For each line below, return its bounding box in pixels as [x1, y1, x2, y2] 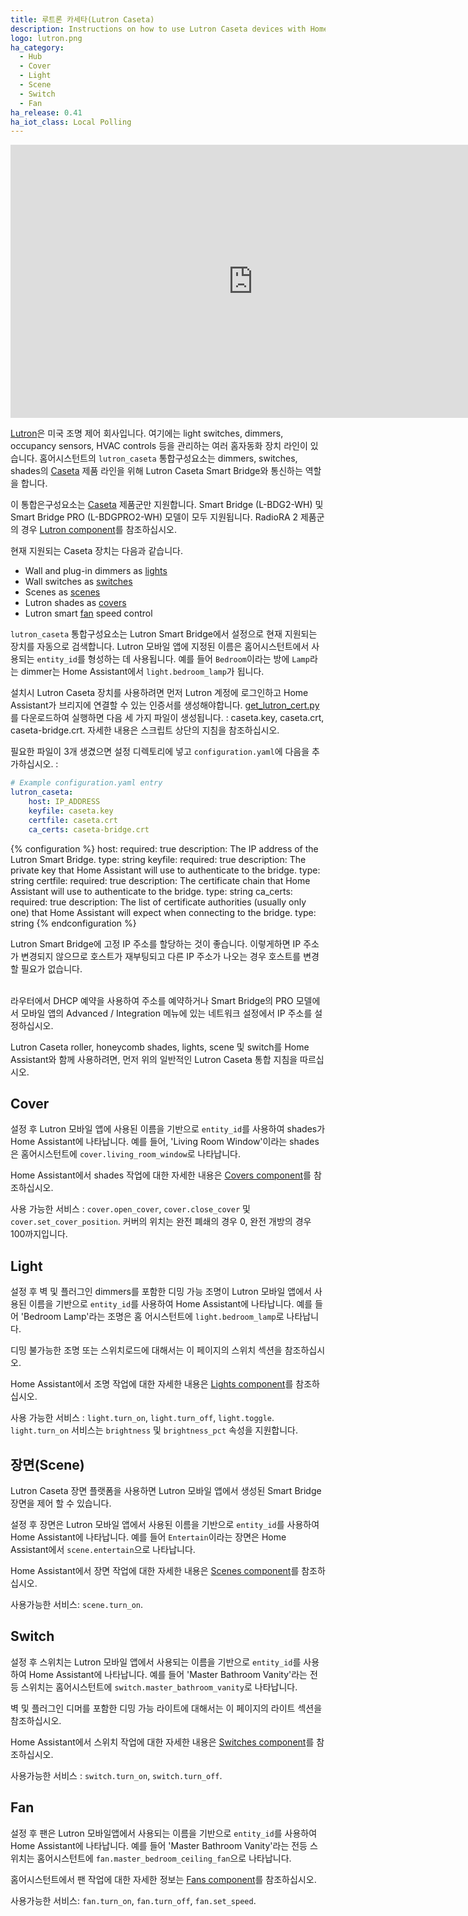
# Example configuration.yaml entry [10, 778, 163, 788]
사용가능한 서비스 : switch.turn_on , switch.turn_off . [10, 1769, 223, 1781]
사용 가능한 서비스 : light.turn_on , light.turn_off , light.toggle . [10, 1412, 275, 1424]
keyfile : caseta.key [28, 806, 114, 816]
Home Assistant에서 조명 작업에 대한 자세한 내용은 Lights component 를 [10, 1378, 294, 1390]
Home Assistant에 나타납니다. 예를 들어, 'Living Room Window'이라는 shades [10, 1136, 320, 1148]
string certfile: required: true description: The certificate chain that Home [10, 874, 311, 886]
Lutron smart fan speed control [24, 607, 153, 620]
